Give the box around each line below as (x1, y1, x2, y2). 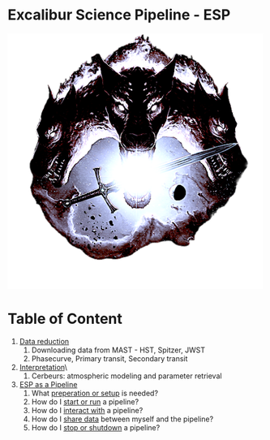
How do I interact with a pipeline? (31, 405, 144, 415)
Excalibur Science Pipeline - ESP (7, 6, 231, 24)
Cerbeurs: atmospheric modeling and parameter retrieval (31, 371, 222, 381)
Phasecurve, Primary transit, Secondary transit (31, 353, 188, 363)
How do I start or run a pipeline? (31, 396, 139, 407)
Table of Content (7, 310, 123, 328)
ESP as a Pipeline (19, 379, 78, 389)
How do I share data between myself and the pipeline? (31, 414, 214, 424)
